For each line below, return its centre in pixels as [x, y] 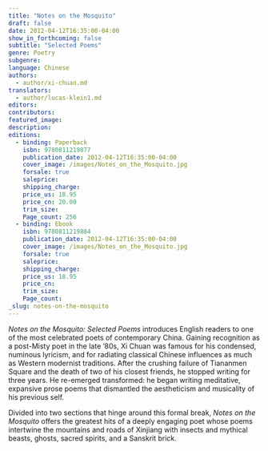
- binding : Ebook [44, 224]
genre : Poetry [32, 53]
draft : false [30, 23]
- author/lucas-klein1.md [59, 98]
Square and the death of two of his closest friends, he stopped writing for [129, 371]
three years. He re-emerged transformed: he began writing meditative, [125, 380]
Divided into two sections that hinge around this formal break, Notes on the [132, 413]
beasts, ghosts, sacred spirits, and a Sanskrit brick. [93, 438]
